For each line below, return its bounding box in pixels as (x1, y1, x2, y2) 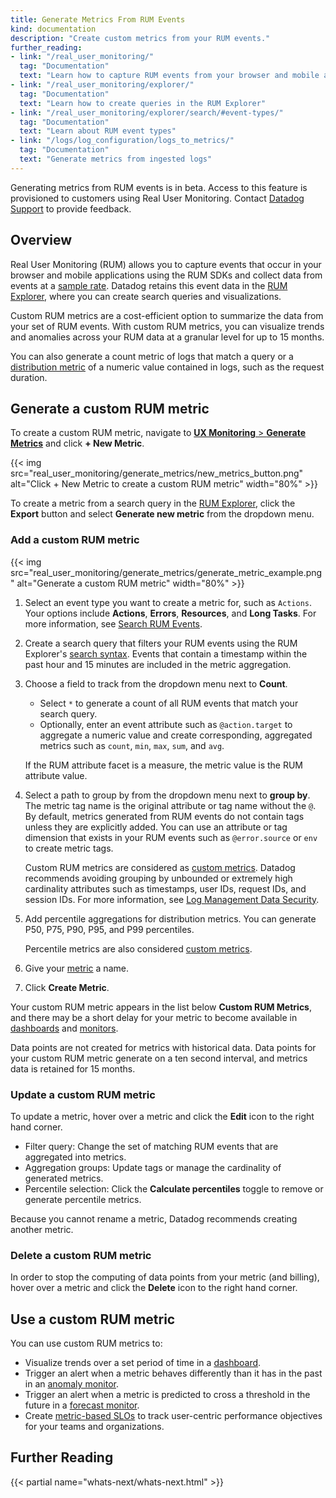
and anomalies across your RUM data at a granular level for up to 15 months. (10, 331, 325, 343)
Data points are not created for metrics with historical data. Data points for (10, 1041, 317, 1053)
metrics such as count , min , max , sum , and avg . (39, 739, 225, 751)
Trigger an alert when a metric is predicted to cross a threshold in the (24, 1389, 311, 1401)
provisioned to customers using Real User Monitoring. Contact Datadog (10, 192, 305, 204)
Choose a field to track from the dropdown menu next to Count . (24, 677, 288, 690)
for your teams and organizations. (24, 1421, 165, 1433)
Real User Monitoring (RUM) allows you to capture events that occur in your (10, 258, 322, 270)
